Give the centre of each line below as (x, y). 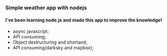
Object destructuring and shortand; (50, 42)
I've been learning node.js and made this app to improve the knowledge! (84, 20)
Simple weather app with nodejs (46, 8)
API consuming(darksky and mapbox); (53, 48)
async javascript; (31, 31)
